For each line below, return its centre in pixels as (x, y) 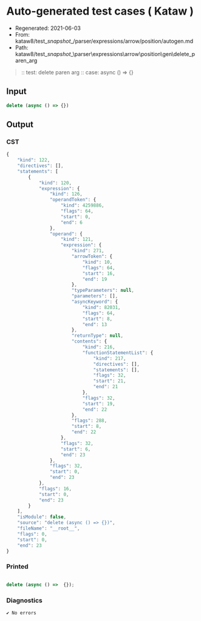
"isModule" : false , (42, 517)
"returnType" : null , (97, 336)
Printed (17, 567)
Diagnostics (24, 600)
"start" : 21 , (110, 381)
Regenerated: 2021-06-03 (48, 28)
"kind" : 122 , (34, 160)
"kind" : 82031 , (101, 307)
